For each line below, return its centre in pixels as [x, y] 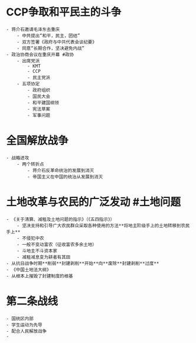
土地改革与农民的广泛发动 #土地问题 [94, 202]
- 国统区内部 [20, 318]
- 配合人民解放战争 [27, 331]
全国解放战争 [37, 141]
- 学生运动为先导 [24, 325]
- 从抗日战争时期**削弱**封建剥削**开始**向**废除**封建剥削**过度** [83, 263]
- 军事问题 [39, 115]
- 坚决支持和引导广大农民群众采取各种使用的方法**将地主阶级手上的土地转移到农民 [103, 226]
